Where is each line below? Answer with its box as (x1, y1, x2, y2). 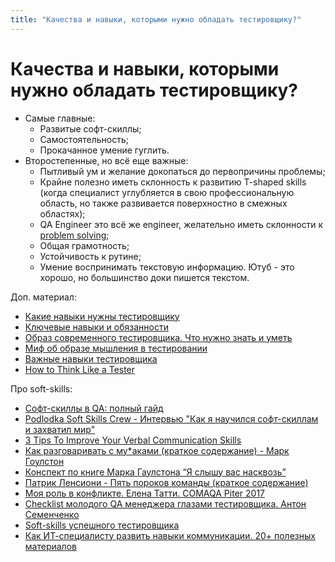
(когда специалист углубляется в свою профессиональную (39, 186, 295, 198)
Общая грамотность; (39, 239, 130, 251)
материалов (24, 540, 77, 552)
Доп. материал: (10, 291, 77, 303)
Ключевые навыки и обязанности (24, 321, 169, 333)
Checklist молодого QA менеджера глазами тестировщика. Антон (24, 497, 307, 510)
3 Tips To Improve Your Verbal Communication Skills (24, 434, 242, 446)
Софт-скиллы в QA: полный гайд (24, 402, 164, 414)
